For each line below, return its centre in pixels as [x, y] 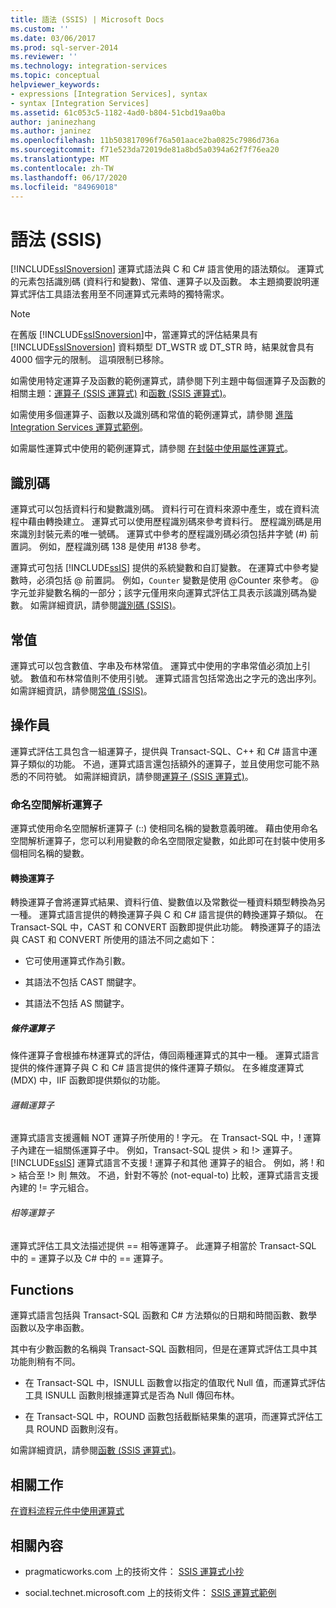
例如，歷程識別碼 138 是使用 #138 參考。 [122, 547]
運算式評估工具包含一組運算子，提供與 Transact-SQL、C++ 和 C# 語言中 [159, 751]
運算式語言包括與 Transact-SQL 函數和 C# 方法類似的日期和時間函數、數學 [164, 1315]
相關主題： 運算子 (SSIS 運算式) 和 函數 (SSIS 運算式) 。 [121, 393]
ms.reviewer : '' [44, 57]
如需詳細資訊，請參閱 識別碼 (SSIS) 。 [105, 605]
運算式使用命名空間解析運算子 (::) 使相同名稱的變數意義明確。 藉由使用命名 [164, 828]
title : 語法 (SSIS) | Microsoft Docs [87, 19]
